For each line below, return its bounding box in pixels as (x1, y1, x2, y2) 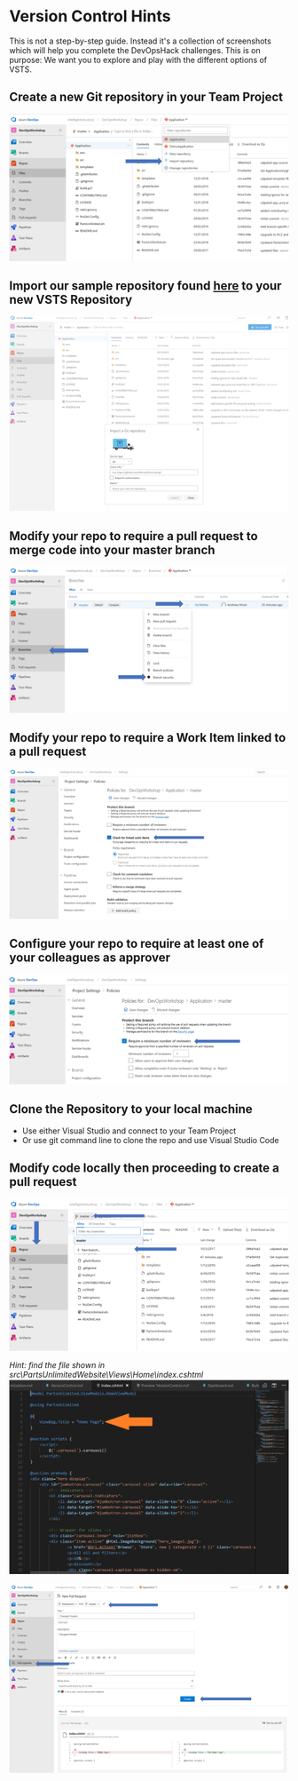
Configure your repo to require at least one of (9, 936, 264, 951)
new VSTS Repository (9, 291, 133, 307)
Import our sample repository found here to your (9, 278, 282, 293)
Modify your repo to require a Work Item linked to (9, 730, 286, 745)
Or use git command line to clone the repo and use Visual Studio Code (21, 1134, 279, 1145)
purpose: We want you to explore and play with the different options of (9, 54, 268, 65)
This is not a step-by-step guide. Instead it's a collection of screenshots (9, 36, 272, 46)
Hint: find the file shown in (9, 1359, 106, 1370)
